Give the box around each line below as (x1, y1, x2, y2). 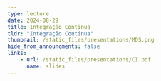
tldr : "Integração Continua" (7, 30, 94, 37)
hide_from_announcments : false (7, 43, 100, 50)
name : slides (26, 63, 66, 70)
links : (7, 50, 27, 57)
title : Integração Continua (7, 23, 91, 30)
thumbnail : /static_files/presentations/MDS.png (7, 37, 155, 44)
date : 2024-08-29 (7, 17, 59, 24)
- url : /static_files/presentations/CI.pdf (20, 56, 152, 63)
